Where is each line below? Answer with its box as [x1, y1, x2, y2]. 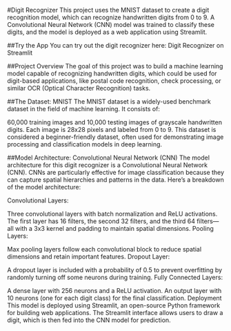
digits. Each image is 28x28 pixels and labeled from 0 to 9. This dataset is [7, 126, 217, 133]
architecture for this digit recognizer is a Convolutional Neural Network [7, 161, 208, 169]
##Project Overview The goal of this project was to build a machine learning [7, 62, 223, 70]
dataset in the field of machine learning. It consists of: [7, 105, 161, 113]
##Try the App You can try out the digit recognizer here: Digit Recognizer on [7, 41, 224, 49]
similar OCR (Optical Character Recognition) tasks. [7, 84, 151, 92]
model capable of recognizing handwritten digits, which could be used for [7, 69, 217, 77]
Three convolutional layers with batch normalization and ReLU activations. [7, 210, 218, 218]
